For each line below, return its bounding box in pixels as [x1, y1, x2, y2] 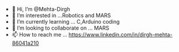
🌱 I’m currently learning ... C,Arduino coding [11, 18, 120, 25]
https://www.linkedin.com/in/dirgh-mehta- [68, 31, 173, 38]
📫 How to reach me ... [11, 31, 67, 38]
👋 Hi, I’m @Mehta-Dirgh [11, 6, 70, 12]
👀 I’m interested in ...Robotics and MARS [11, 12, 112, 19]
